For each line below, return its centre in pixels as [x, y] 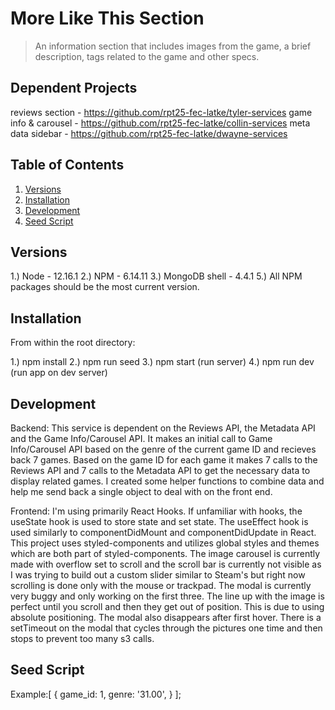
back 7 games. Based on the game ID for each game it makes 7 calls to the [164, 460]
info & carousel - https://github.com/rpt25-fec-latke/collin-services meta [160, 123]
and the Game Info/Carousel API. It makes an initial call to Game [141, 438]
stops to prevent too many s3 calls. [82, 638]
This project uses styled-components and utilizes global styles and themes [165, 543]
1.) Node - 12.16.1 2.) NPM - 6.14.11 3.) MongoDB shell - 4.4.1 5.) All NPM [156, 276]
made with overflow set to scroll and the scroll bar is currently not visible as [166, 564]
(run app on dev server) [59, 373]
